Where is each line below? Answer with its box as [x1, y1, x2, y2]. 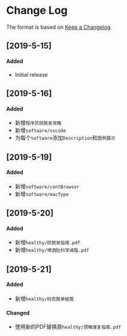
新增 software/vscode [14, 127, 66, 134]
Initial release [14, 71, 48, 78]
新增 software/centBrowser [14, 182, 80, 190]
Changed [6, 309, 30, 316]
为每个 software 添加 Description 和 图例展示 [14, 134, 116, 142]
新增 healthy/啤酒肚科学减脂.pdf [14, 247, 89, 254]
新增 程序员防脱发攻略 [14, 119, 62, 127]
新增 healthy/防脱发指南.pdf [14, 239, 81, 246]
